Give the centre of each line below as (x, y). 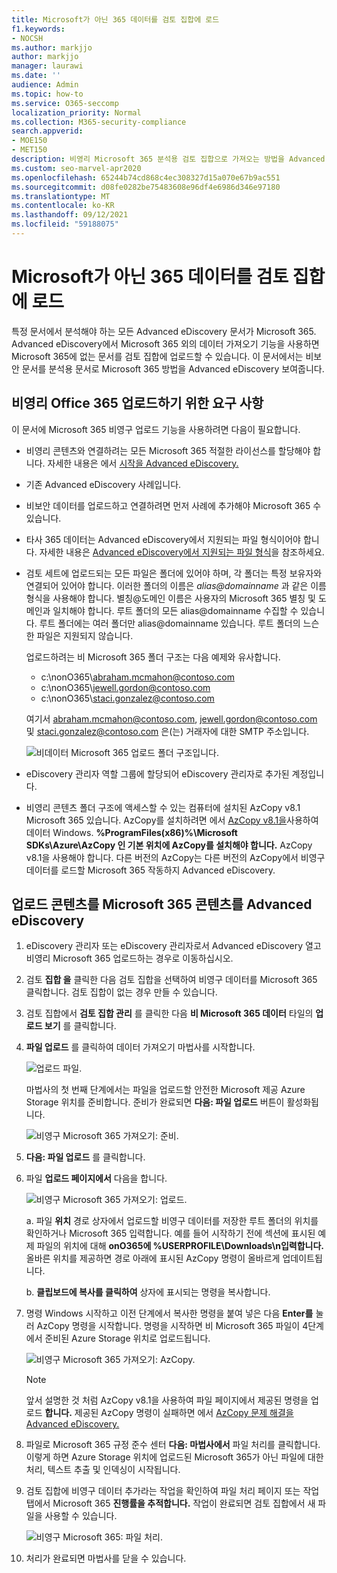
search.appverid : (47, 131)
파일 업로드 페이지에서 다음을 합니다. (96, 1178)
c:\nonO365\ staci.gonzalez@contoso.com (127, 698)
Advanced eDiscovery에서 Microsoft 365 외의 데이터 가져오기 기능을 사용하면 (165, 343)
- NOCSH (27, 38)
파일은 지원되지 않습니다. (85, 635)
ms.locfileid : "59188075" (65, 224)
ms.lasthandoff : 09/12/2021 (70, 215)
